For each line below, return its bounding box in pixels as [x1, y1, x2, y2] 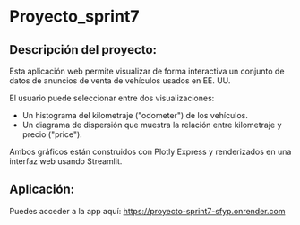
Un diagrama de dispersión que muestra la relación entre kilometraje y [21, 119, 282, 130]
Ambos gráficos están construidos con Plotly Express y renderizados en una [9, 146, 292, 157]
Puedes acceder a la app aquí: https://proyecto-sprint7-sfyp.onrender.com [9, 205, 286, 216]
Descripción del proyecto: [9, 42, 158, 57]
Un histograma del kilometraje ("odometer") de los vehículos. [21, 110, 248, 120]
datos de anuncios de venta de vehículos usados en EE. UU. [9, 75, 231, 86]
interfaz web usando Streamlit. [9, 156, 123, 167]
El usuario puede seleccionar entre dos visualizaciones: [9, 92, 215, 103]
